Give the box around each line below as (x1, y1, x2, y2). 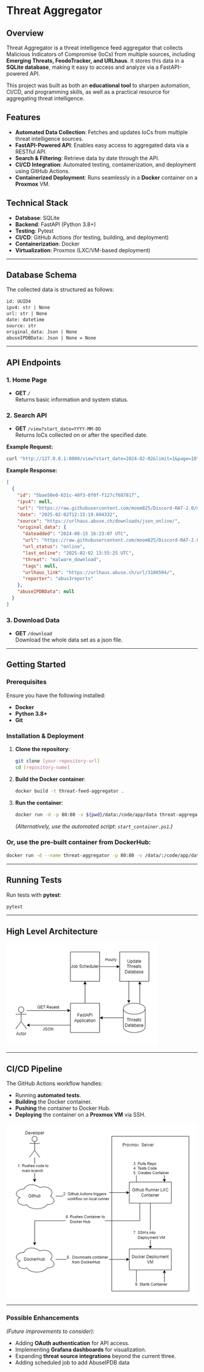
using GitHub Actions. (15, 167, 70, 174)
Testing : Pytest (15, 227, 54, 235)
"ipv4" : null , (17, 498, 53, 504)
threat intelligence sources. (15, 135, 84, 142)
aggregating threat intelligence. (6, 95, 85, 102)
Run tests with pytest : (6, 891, 62, 899)
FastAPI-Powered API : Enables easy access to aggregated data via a (15, 141, 189, 149)
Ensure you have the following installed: (6, 691, 106, 699)
